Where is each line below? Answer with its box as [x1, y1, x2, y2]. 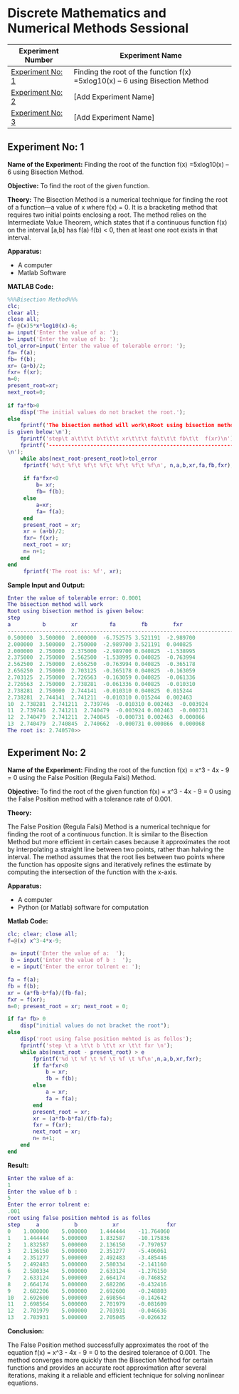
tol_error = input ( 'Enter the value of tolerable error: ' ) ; [7, 342, 186, 349]
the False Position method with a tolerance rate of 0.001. [7, 794, 173, 803]
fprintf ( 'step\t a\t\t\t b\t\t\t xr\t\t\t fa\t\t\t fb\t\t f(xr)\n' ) [20, 435, 234, 443]
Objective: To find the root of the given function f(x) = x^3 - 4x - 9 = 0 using [7, 786, 231, 796]
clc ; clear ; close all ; [7, 931, 78, 938]
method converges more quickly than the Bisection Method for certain [7, 1356, 213, 1365]
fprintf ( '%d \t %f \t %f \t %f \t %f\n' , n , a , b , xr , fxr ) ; [33, 1055, 202, 1062]
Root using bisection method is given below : [7, 608, 144, 615]
